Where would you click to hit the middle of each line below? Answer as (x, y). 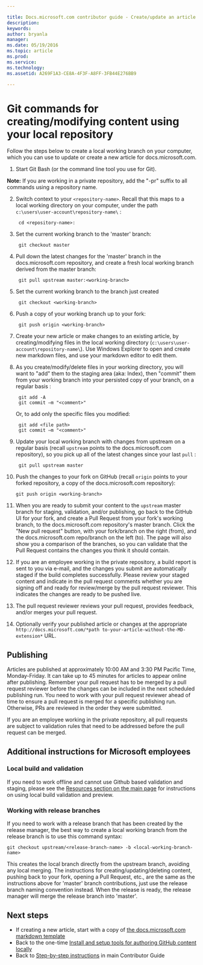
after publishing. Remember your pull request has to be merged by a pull (97, 682)
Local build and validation (45, 768)
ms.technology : (26, 68)
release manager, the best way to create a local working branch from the (97, 830)
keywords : (19, 28)
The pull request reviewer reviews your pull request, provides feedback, (105, 606)
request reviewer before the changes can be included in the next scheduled (101, 689)
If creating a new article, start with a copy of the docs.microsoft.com (101, 929)
